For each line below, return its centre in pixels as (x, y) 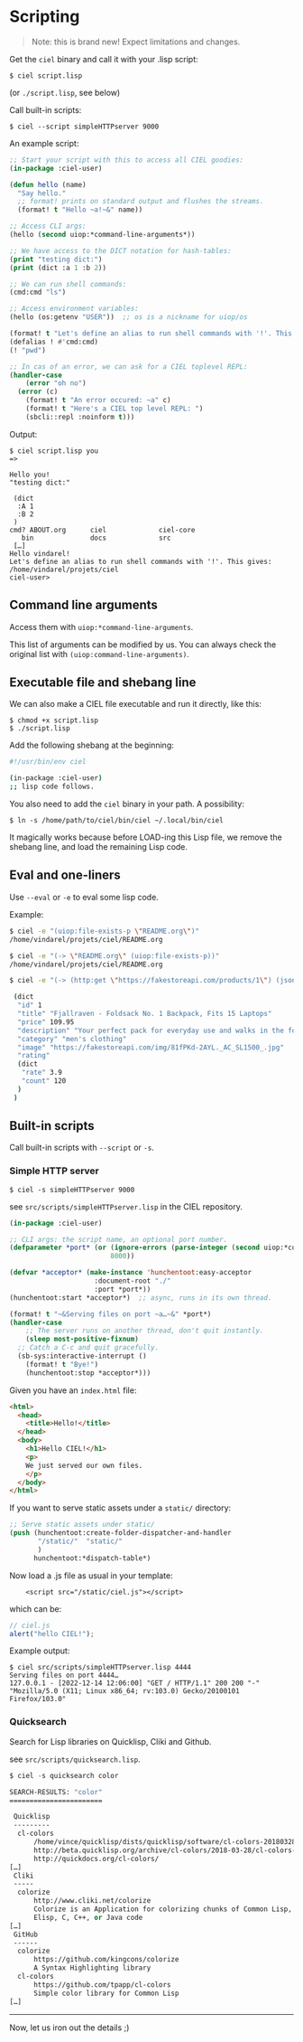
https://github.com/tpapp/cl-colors (102, 1985)
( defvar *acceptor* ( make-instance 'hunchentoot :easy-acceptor (131, 1273)
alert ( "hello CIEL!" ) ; (52, 1633)
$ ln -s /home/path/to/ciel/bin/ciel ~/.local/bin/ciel (116, 821)
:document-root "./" (133, 1281)
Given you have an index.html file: (73, 1390)
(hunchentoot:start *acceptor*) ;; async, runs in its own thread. (141, 1298)
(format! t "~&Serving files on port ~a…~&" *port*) (110, 1314)
